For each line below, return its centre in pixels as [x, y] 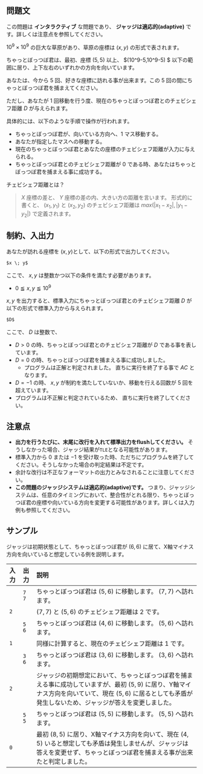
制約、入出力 [30, 236]
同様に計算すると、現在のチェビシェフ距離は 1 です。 [112, 643]
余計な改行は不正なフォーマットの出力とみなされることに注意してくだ [102, 472]
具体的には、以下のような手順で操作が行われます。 [69, 121]
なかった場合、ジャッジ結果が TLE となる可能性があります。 [98, 450]
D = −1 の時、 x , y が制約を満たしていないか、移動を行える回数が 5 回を [104, 383]
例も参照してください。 [44, 510]
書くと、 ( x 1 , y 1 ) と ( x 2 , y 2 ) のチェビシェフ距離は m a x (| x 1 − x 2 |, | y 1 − [104, 206]
